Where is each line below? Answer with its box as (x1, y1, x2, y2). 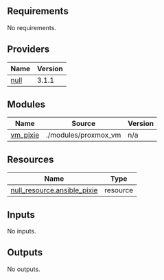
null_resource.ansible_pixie (10, 186, 98, 195)
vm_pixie (10, 130, 40, 140)
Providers (7, 44, 50, 55)
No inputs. (7, 227, 36, 236)
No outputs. (7, 265, 40, 273)
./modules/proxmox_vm (45, 130, 121, 140)
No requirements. (7, 23, 57, 31)
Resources (7, 153, 54, 165)
